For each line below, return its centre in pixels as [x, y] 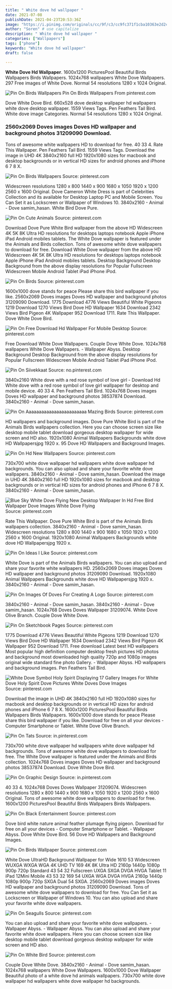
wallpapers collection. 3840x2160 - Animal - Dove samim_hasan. [74, 526]
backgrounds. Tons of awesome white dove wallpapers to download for [81, 751]
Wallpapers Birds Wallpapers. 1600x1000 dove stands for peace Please [80, 715]
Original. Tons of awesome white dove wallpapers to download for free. [81, 798]
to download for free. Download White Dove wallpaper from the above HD [83, 250]
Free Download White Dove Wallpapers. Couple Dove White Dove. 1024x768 [86, 343]
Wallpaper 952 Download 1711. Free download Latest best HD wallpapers [82, 646]
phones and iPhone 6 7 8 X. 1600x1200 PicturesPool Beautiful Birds [76, 709]
